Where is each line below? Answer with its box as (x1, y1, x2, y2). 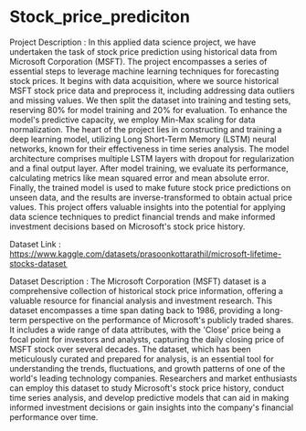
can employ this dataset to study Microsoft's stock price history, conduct (9, 382, 285, 394)
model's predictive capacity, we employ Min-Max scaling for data (9, 114, 256, 125)
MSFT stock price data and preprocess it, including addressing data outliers (9, 85, 295, 96)
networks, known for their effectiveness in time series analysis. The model (9, 143, 290, 154)
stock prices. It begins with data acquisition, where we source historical (9, 75, 280, 86)
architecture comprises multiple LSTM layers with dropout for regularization (9, 152, 295, 163)
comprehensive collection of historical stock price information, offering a (9, 285, 283, 296)
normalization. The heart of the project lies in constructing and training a (9, 123, 282, 134)
